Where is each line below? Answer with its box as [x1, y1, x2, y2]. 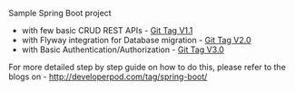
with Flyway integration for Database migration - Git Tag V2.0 [21, 35, 251, 45]
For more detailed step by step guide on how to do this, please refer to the [8, 62, 287, 72]
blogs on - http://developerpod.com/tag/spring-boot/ [8, 71, 208, 82]
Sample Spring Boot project [8, 8, 112, 18]
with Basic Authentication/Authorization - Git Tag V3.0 [21, 44, 224, 55]
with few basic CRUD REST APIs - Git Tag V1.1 [21, 25, 193, 35]
